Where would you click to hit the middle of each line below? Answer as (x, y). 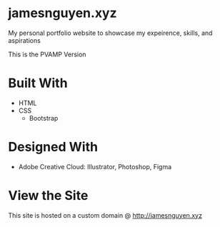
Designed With (53, 147)
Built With (38, 83)
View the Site (48, 196)
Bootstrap (44, 118)
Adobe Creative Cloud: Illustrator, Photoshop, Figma (95, 166)
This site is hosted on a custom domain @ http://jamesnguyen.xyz (105, 215)
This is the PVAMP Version (47, 54)
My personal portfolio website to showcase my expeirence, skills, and (110, 33)
